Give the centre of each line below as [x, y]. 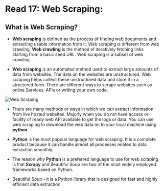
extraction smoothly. [33, 150]
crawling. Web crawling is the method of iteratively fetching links [78, 49]
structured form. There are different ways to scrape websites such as [82, 85]
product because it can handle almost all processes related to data [79, 144]
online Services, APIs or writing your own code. [60, 90]
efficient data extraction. [37, 184]
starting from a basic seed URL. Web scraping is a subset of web [78, 54]
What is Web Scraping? [42, 27]
